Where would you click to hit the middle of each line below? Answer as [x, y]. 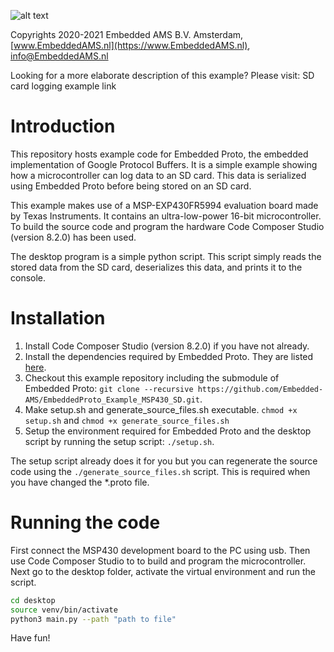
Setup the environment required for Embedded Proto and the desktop [168, 431]
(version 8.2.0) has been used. [73, 237]
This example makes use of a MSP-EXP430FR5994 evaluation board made [164, 205]
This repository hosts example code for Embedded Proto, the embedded [159, 154]
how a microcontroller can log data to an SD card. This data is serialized [158, 175]
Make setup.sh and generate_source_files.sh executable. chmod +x [161, 409]
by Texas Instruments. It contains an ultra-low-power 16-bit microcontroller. [166, 216]
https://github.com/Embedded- [260, 389]
